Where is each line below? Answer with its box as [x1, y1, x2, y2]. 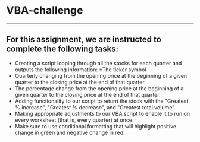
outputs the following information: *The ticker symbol [14, 66, 146, 73]
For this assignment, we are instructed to [6, 34, 162, 45]
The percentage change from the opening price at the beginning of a [14, 84, 184, 92]
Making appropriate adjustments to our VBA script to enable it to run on [14, 110, 190, 117]
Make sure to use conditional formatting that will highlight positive [14, 122, 177, 130]
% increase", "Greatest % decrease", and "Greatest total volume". [14, 103, 176, 111]
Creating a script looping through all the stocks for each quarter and [14, 59, 182, 67]
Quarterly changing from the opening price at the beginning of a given [14, 72, 187, 79]
